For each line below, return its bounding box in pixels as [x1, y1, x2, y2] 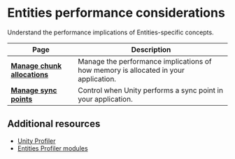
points [10, 94, 33, 104]
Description [131, 44, 171, 54]
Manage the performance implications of [78, 56, 212, 66]
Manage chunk [10, 61, 62, 71]
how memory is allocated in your [78, 65, 185, 75]
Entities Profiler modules [17, 144, 89, 152]
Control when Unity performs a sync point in [78, 85, 224, 95]
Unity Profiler [17, 137, 56, 145]
